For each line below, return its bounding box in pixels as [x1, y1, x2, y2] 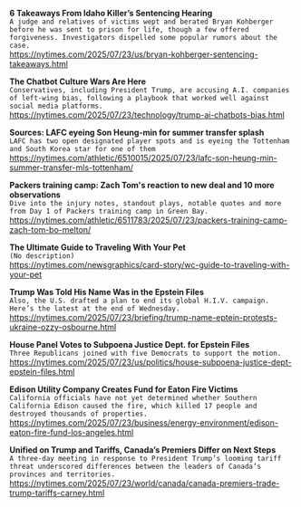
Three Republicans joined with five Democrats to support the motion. [9, 349, 282, 358]
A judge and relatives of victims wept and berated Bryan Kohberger [9, 17, 274, 26]
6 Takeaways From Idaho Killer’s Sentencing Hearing [9, 8, 213, 18]
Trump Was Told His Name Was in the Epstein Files [9, 287, 204, 297]
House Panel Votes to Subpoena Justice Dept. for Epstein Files [9, 340, 250, 349]
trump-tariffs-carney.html [9, 488, 105, 498]
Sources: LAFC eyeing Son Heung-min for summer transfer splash [9, 127, 265, 138]
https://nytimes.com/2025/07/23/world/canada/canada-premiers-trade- [9, 478, 280, 488]
